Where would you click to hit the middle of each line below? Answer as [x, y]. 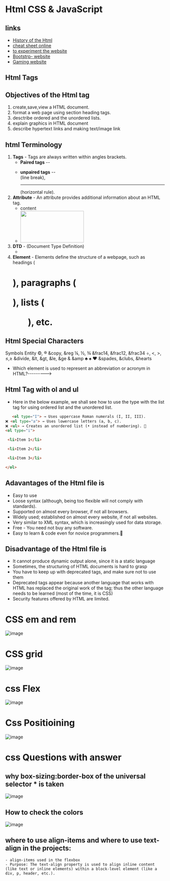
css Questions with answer [63, 757]
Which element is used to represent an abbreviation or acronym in [81, 368]
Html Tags [22, 78]
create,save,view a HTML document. [51, 107]
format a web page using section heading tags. [62, 113]
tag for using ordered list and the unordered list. [62, 407]
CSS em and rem [41, 619]
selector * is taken [35, 784]
